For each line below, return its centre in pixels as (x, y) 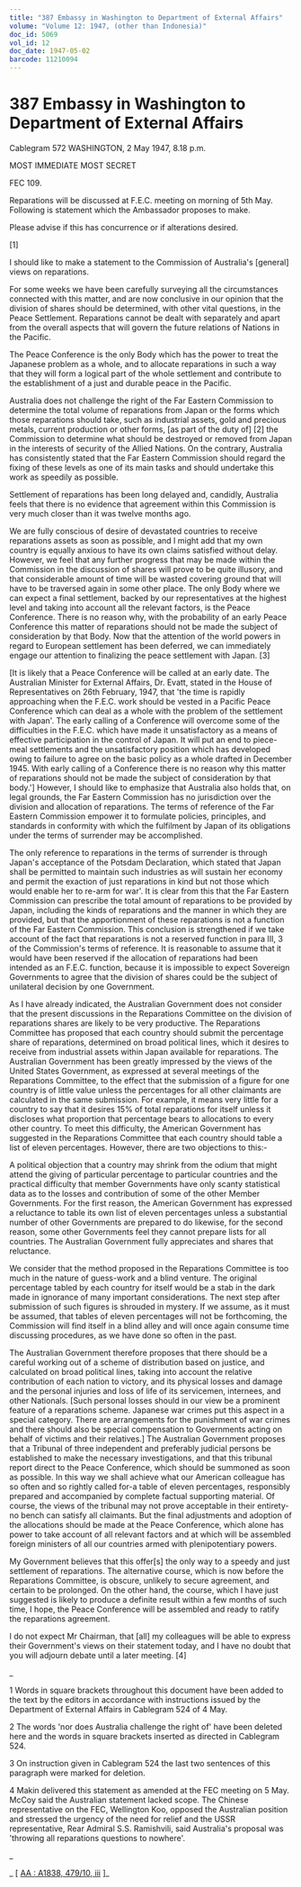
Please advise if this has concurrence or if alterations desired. (124, 227)
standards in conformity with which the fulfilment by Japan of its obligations (150, 825)
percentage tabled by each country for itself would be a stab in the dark (142, 1287)
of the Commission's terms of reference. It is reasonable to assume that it (145, 948)
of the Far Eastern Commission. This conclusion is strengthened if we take (147, 929)
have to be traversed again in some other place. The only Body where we (145, 588)
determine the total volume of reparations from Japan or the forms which (145, 409)
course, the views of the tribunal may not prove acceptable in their (133, 1505)
